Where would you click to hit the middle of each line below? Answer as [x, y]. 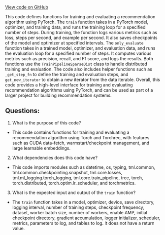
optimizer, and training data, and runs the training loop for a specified [75, 27]
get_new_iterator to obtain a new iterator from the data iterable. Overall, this [82, 79]
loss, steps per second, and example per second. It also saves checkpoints [81, 38]
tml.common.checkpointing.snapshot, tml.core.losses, [67, 172]
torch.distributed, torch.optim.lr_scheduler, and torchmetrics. [74, 183]
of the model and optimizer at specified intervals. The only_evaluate [74, 43]
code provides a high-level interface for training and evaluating [69, 85]
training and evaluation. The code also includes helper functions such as [79, 69]
